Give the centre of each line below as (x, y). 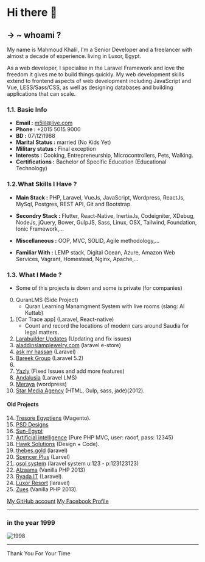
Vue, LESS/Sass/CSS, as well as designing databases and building (90, 87)
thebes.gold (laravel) (42, 450)
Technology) (32, 168)
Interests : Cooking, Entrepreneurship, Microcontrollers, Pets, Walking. (104, 156)
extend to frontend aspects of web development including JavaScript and (99, 81)
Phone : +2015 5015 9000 (48, 129)
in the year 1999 (31, 523)
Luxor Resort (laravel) (43, 483)
